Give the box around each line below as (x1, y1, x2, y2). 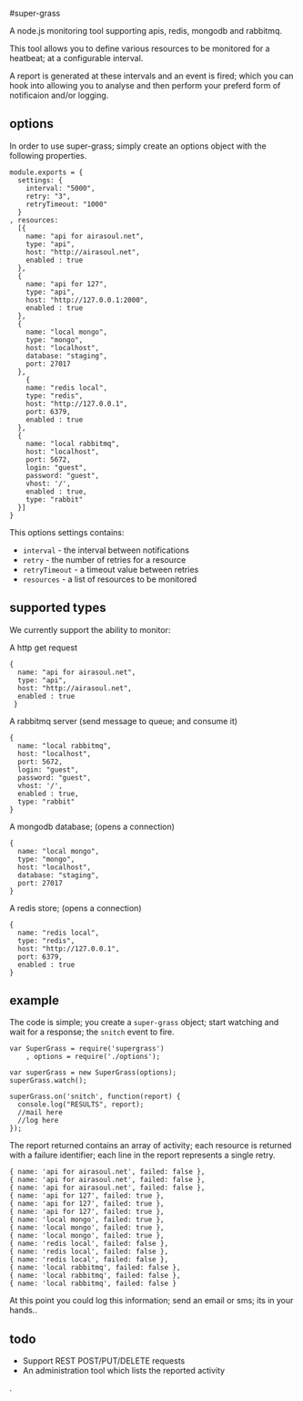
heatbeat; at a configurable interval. (9, 53, 144, 63)
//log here (17, 1116, 59, 1126)
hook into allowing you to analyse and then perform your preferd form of (9, 80, 281, 90)
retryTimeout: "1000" (25, 200, 107, 209)
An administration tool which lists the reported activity (22, 1365, 226, 1376)
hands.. (9, 1304, 38, 1316)
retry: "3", (25, 192, 71, 201)
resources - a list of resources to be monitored (22, 574, 197, 585)
